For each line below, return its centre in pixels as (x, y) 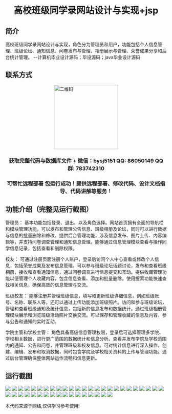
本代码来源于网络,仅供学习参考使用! (43, 406)
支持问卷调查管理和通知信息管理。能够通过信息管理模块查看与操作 (92, 242)
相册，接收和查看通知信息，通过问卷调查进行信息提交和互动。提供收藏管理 (84, 272)
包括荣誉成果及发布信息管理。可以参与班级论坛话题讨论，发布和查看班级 (90, 266)
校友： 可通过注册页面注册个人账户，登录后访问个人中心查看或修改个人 (80, 259)
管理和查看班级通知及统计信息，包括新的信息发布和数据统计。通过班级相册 (84, 309)
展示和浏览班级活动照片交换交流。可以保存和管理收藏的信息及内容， (90, 315)
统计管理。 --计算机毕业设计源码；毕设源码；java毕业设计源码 (75, 57)
